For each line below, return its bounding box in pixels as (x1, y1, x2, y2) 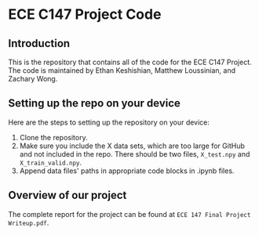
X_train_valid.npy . (19, 157, 82, 167)
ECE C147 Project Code (8, 5, 162, 23)
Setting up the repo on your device (8, 96, 181, 110)
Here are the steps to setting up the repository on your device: (8, 117, 210, 127)
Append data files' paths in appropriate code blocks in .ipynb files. (19, 166, 235, 175)
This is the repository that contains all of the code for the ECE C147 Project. (8, 57, 252, 67)
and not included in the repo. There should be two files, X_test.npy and (19, 149, 250, 158)
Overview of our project (8, 189, 127, 202)
